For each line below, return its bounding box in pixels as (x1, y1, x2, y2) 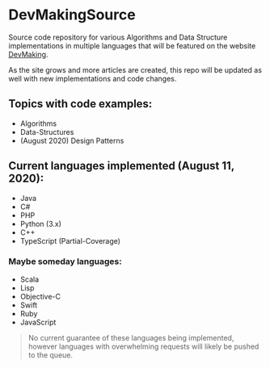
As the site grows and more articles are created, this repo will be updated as (8, 65, 263, 74)
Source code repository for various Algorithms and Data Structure (8, 32, 228, 42)
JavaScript (19, 317, 57, 327)
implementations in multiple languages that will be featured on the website (8, 40, 256, 50)
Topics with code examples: (8, 97, 153, 111)
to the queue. (27, 349, 74, 360)
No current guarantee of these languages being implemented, (27, 332, 234, 342)
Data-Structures (19, 127, 74, 136)
